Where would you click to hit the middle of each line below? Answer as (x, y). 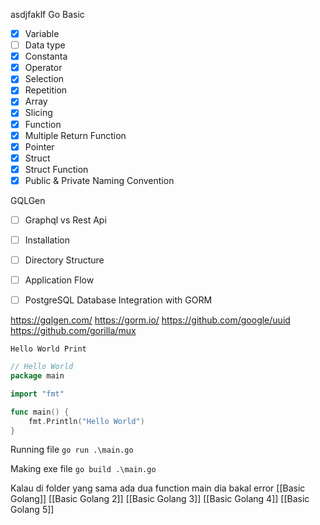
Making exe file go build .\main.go (83, 469)
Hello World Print (48, 349)
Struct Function (56, 169)
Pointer (39, 146)
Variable (42, 33)
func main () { (40, 412)
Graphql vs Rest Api (65, 220)
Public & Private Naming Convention (99, 180)
